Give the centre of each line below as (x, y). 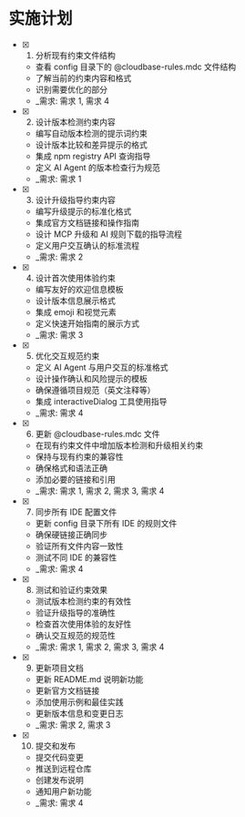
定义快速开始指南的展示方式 (87, 323)
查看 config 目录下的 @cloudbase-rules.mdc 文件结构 (136, 66)
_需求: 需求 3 (59, 334)
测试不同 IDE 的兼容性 (76, 557)
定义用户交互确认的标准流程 (87, 245)
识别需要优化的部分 (71, 89)
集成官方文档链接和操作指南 (87, 222)
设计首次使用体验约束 (75, 278)
